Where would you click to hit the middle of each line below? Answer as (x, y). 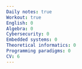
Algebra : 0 (20, 28)
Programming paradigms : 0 (38, 51)
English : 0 (20, 23)
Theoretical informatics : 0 (41, 46)
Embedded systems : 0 (32, 40)
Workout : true (24, 17)
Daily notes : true (29, 12)
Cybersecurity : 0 (28, 34)
